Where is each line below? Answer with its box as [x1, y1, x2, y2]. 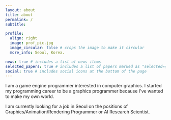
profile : [5, 31, 24, 36]
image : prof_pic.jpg [10, 40, 53, 46]
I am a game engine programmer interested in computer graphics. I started [5, 83, 162, 89]
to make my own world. [5, 93, 54, 100]
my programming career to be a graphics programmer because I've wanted [5, 88, 163, 94]
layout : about [5, 7, 36, 13]
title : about [5, 12, 33, 17]
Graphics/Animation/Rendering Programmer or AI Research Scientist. [5, 109, 150, 115]
